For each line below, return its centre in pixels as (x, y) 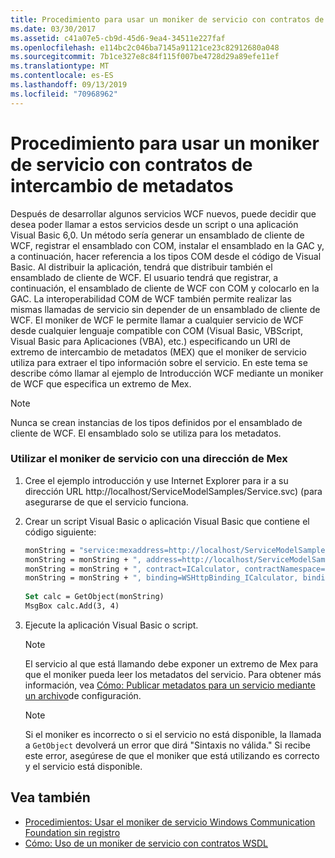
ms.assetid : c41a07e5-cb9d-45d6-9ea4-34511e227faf (118, 38)
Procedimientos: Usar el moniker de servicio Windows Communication (170, 822)
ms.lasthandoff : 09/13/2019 (69, 85)
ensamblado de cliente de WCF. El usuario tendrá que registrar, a (144, 277)
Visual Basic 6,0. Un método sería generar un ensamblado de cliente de (157, 235)
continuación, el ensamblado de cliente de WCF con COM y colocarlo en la (165, 288)
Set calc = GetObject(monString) (94, 597)
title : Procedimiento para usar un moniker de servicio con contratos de (167, 19)
